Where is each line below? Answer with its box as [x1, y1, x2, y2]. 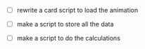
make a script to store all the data [16, 20, 114, 29]
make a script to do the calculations [16, 34, 121, 43]
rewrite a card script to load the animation [16, 6, 139, 14]
